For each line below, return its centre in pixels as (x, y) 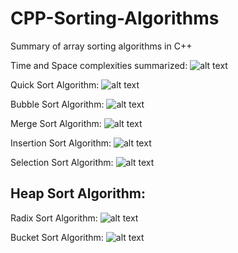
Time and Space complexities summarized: (99, 65)
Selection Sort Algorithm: (62, 162)
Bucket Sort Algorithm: (57, 237)
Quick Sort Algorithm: (55, 84)
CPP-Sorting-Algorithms (115, 18)
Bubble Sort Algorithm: (57, 104)
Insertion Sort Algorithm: (61, 143)
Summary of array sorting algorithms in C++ (101, 46)
